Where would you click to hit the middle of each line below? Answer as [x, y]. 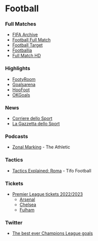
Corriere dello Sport [32, 118]
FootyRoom [24, 79]
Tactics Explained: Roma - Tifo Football [52, 171]
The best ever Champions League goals [52, 233]
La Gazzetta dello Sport [36, 124]
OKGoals [21, 95]
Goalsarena [24, 84]
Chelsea [28, 205]
